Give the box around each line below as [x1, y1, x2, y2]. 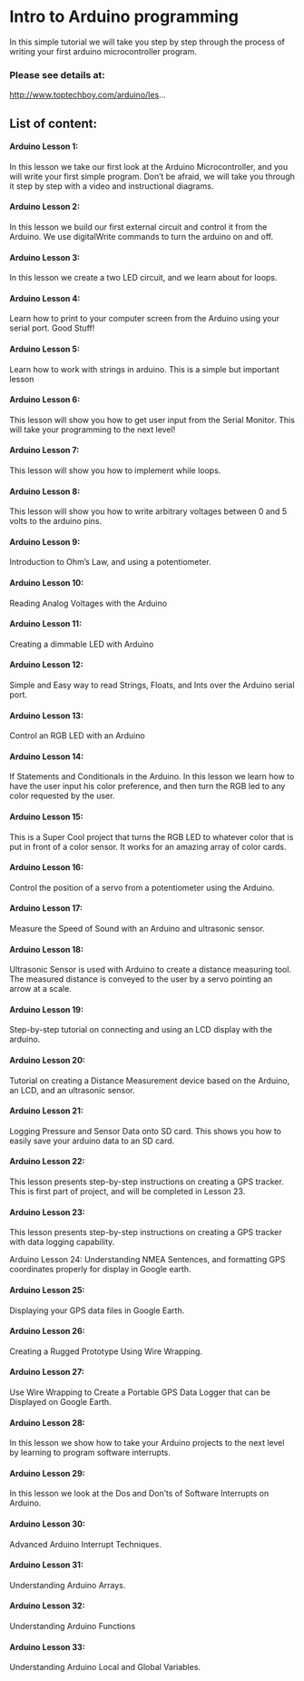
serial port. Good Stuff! [9, 322, 95, 333]
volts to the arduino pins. [9, 516, 103, 527]
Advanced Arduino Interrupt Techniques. [9, 1538, 162, 1549]
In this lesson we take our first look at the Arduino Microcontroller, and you [9, 161, 289, 172]
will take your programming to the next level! [9, 424, 176, 435]
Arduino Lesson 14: [9, 751, 84, 762]
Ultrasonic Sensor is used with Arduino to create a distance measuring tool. [9, 964, 292, 975]
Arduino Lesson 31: [9, 1559, 84, 1570]
